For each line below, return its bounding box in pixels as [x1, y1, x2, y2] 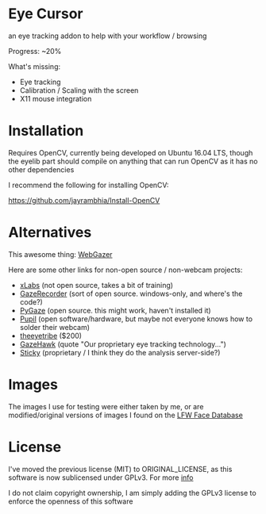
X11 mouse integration [19, 94, 92, 103]
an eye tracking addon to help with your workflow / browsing [8, 31, 207, 40]
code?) [19, 297, 44, 306]
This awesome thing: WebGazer [8, 249, 113, 259]
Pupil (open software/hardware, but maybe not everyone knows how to [19, 314, 253, 324]
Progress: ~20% [8, 46, 62, 56]
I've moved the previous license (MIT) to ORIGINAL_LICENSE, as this [8, 464, 233, 474]
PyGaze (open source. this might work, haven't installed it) [19, 305, 212, 315]
